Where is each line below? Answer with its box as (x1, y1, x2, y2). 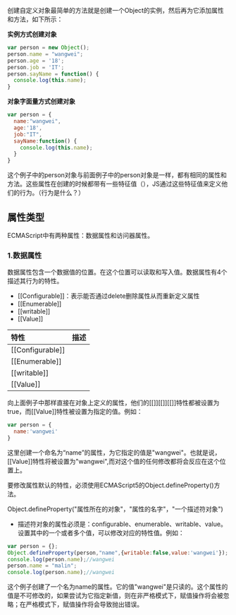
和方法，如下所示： (7, 15, 63, 23)
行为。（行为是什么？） (19, 189, 85, 197)
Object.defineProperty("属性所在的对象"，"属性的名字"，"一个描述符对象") (7, 504, 223, 513)
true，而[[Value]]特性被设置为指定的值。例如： (7, 407, 143, 416)
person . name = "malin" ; (7, 562, 77, 570)
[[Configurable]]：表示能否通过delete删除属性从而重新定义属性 (17, 292, 200, 300)
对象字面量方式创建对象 (7, 97, 75, 106)
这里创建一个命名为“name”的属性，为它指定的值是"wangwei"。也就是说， (7, 448, 221, 457)
